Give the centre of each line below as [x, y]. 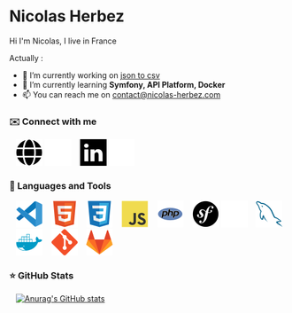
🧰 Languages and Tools [60, 186]
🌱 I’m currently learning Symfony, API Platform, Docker [123, 84]
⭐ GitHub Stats [42, 276]
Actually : [27, 58]
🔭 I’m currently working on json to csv [91, 75]
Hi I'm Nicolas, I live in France [63, 41]
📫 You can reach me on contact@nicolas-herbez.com [121, 94]
